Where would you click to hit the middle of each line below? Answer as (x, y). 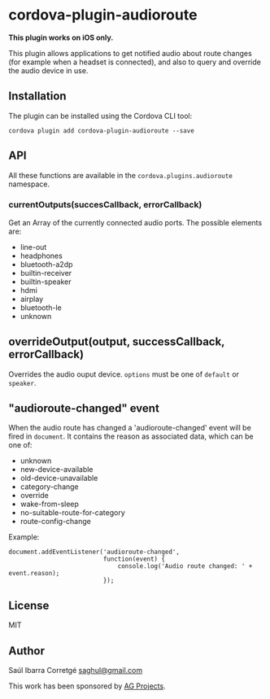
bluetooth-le (41, 308)
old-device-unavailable (59, 478)
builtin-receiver (46, 273)
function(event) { (134, 559)
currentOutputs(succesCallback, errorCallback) (105, 205)
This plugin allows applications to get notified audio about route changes (130, 53)
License (29, 605)
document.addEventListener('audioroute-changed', (94, 552)
